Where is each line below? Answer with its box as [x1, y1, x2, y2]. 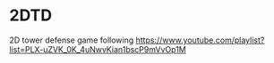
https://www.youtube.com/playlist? [135, 35, 265, 45]
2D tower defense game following [9, 35, 134, 45]
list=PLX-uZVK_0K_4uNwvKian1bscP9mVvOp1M [9, 43, 186, 54]
